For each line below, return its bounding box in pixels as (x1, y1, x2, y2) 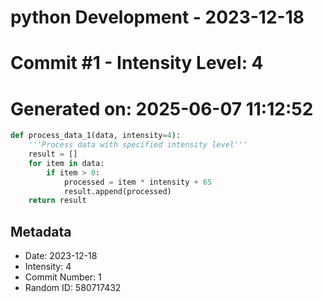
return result (28, 196, 87, 206)
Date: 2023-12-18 (24, 250, 98, 262)
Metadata (10, 223, 72, 240)
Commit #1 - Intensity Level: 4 (10, 52, 264, 75)
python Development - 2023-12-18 (10, 6, 305, 29)
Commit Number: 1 (24, 271, 102, 283)
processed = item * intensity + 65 (63, 177, 213, 187)
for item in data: (28, 158, 105, 168)
